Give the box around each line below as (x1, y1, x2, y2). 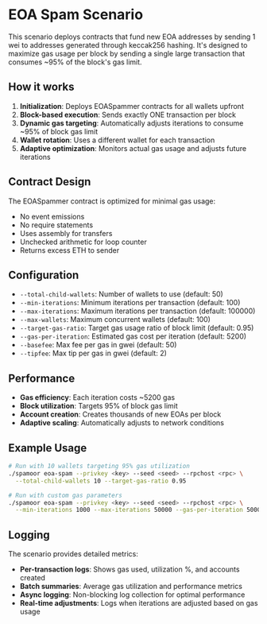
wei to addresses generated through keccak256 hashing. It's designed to (8, 40, 248, 49)
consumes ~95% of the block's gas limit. (8, 57, 142, 67)
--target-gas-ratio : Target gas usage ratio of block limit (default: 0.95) (19, 324, 254, 333)
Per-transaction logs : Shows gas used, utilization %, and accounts (19, 564, 240, 574)
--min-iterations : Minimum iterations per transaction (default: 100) (19, 298, 241, 308)
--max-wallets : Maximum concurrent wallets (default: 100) (19, 315, 211, 324)
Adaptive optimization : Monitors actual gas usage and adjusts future (19, 143, 247, 153)
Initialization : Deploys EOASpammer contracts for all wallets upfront (19, 101, 244, 110)
